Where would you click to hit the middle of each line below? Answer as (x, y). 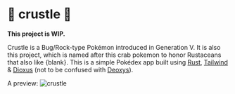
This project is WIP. (36, 34)
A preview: (23, 83)
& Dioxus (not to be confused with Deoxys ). (70, 69)
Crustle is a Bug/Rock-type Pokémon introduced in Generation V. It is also (114, 47)
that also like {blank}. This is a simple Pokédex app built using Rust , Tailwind (118, 62)
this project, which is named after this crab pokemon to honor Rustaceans (114, 55)
